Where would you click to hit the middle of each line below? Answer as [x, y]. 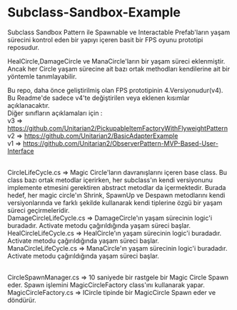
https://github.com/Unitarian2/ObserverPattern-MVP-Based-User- [121, 143]
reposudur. [24, 47]
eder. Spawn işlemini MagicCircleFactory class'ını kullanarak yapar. [106, 285]
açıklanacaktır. [29, 105]
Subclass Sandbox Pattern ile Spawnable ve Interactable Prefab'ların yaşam [119, 32]
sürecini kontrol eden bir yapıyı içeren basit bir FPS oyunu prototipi [105, 39]
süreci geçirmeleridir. [39, 210]
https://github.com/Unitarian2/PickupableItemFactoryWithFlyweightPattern [118, 128]
